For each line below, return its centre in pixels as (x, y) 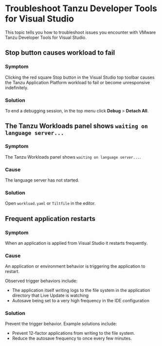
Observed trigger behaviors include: (41, 281)
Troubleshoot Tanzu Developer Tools (81, 9)
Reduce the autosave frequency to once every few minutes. (72, 338)
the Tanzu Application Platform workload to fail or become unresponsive (77, 82)
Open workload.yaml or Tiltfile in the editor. (50, 203)
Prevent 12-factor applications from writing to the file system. (73, 333)
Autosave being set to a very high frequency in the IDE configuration (81, 301)
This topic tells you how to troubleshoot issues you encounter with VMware (81, 32)
